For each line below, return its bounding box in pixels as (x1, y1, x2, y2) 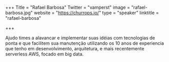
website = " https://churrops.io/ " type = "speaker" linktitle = (34, 10, 159, 16)
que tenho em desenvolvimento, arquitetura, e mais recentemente (5, 46, 144, 51)
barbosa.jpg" (5, 10, 33, 16)
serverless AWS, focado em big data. (5, 51, 84, 57)
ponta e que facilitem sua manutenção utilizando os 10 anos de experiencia (5, 40, 164, 46)
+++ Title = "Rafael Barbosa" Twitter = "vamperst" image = (5, 5, 131, 10)
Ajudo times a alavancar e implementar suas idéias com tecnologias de (5, 35, 155, 41)
